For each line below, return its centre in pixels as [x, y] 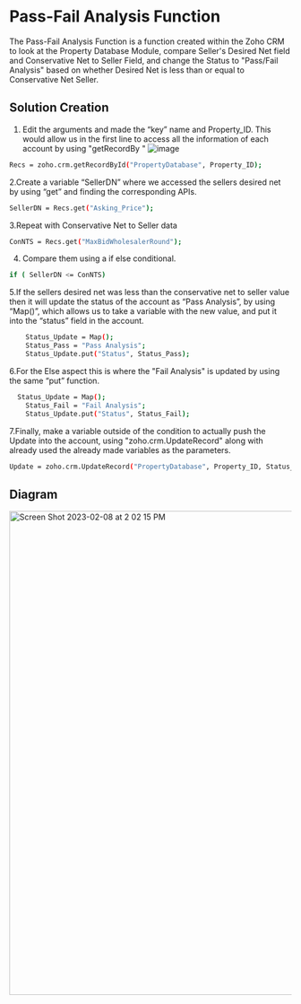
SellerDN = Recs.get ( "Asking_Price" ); [82, 208]
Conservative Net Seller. [54, 79]
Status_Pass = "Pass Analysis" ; [86, 346]
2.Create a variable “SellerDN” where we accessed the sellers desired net [145, 182]
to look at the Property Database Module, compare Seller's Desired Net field [150, 50]
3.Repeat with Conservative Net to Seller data [93, 225]
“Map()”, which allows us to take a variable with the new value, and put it [143, 311]
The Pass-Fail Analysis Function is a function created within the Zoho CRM [147, 41]
